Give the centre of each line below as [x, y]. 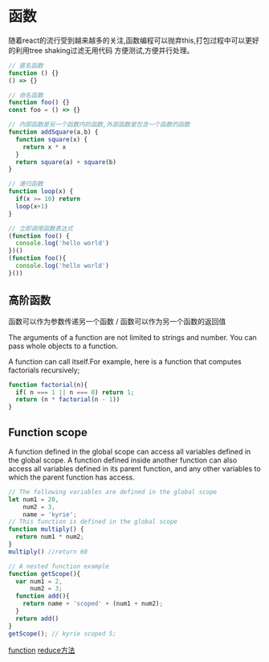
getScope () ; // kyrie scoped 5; [62, 633]
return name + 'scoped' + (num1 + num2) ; [93, 604]
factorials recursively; [44, 370]
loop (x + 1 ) [32, 206]
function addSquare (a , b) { [53, 132]
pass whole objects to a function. [63, 346]
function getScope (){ [45, 574]
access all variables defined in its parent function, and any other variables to [134, 468]
